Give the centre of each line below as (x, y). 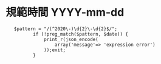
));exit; (55, 50)
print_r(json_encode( (71, 39)
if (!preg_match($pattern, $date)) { (80, 34)
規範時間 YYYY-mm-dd (65, 12)
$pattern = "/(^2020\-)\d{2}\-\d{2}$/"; (66, 29)
